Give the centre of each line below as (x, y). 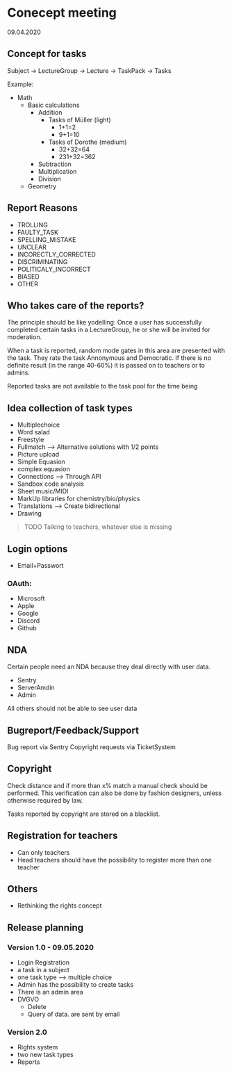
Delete (37, 1007)
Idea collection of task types (70, 408)
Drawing (29, 514)
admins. (18, 372)
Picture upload (38, 454)
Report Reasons (42, 208)
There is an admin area (50, 992)
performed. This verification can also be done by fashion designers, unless (115, 793)
